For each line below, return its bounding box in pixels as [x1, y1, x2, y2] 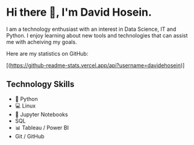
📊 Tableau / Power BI [14, 124, 69, 131]
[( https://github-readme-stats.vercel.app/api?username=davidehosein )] [6, 62, 185, 69]
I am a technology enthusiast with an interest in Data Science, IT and [6, 25, 177, 33]
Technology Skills [6, 79, 75, 89]
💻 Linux [14, 102, 36, 109]
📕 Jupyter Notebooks [14, 111, 68, 118]
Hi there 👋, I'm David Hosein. [6, 5, 152, 19]
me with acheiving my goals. [6, 38, 77, 45]
